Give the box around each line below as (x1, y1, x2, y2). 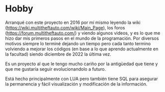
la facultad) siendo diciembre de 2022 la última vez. (5, 51, 112, 57)
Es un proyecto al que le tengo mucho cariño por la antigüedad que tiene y (5, 61, 158, 67)
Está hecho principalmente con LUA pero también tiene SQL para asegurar (5, 76, 158, 82)
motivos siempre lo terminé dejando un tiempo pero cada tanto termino (5, 40, 151, 46)
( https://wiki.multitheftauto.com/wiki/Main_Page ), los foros (5, 24, 125, 30)
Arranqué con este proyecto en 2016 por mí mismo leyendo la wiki (5, 19, 141, 25)
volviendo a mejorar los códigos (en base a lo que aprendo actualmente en (5, 46, 159, 52)
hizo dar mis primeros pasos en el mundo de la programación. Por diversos (5, 35, 159, 41)
